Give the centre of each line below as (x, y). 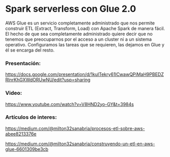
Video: (14, 93)
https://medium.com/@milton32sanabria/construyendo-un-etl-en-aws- (80, 144)
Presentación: (23, 63)
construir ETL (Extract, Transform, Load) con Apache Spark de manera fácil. (85, 28)
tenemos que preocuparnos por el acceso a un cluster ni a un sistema (78, 39)
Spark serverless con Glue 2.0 (71, 9)
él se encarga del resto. (30, 50)
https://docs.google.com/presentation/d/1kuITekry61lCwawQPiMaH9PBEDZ (84, 74)
